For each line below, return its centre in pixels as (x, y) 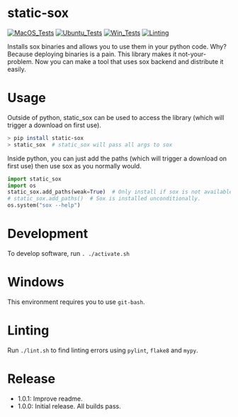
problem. (21, 61)
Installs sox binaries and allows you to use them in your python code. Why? (117, 46)
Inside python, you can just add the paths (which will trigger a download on (117, 158)
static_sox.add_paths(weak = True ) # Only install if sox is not (104, 192)
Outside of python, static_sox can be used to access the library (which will (116, 117)
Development (48, 234)
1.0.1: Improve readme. (50, 399)
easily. (17, 69)
